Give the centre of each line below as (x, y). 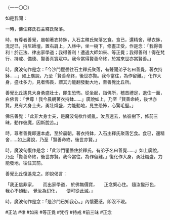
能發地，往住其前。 (25, 163)
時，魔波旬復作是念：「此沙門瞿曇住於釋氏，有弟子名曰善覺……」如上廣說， (83, 150)
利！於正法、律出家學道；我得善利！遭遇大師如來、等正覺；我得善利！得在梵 (85, 52)
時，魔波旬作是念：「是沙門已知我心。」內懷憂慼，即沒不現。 (67, 202)
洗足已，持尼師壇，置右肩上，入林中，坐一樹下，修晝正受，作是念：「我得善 (84, 46)
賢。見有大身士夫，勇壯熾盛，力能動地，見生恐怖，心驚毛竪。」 (71, 105)
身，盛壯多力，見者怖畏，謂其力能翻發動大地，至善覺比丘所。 (70, 82)
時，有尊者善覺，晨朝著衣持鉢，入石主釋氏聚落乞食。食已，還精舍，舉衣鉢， (85, 40)
